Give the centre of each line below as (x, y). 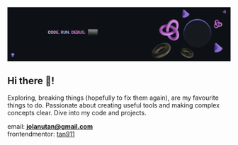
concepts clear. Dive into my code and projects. (77, 113)
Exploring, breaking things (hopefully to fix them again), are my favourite (113, 98)
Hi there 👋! (31, 81)
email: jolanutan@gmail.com (50, 127)
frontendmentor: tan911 (41, 134)
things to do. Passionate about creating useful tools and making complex (114, 105)
